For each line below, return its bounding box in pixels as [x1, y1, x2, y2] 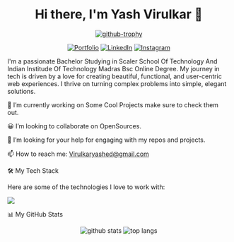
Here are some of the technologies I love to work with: [7, 183, 165, 191]
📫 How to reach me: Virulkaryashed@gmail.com [7, 150, 150, 158]
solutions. [7, 87, 36, 95]
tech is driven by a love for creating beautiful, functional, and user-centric [7, 72, 223, 80]
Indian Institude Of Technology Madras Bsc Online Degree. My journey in [7, 64, 221, 73]
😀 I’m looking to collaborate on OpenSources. [7, 121, 141, 130]
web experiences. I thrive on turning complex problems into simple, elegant [7, 79, 227, 87]
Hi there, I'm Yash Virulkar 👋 [35, 6, 203, 23]
